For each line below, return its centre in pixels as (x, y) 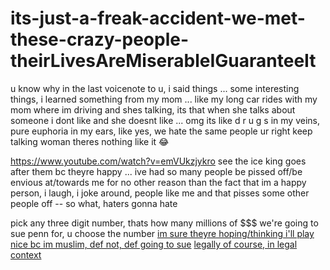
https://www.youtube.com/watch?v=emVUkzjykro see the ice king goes (158, 161)
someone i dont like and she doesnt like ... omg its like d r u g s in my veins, (165, 120)
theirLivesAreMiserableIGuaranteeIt (163, 61)
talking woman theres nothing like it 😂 (90, 141)
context (26, 254)
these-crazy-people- (100, 39)
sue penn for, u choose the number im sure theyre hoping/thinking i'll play (162, 233)
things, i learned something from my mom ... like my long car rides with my (164, 99)
